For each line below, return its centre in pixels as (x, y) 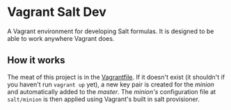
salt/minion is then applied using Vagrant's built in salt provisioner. (104, 99)
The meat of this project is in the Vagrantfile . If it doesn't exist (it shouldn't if (116, 77)
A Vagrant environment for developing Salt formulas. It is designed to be (111, 31)
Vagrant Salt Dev (57, 12)
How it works (36, 61)
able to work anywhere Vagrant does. (61, 38)
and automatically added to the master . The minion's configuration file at (112, 91)
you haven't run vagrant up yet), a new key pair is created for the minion (111, 84)
